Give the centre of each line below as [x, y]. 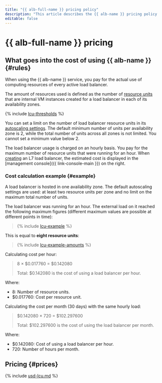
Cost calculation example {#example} [50, 176]
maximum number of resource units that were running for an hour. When [77, 153]
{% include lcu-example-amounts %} [54, 245]
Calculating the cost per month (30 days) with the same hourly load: [73, 306]
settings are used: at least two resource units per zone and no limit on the [78, 191]
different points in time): [29, 217]
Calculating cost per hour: [31, 254]
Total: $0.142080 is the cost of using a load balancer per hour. [79, 273]
